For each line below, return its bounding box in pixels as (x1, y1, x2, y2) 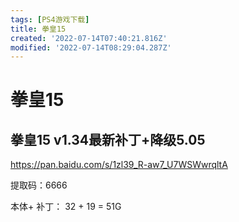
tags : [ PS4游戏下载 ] (10, 14, 90, 25)
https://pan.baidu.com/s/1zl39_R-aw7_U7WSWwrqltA (10, 159, 228, 171)
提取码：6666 (10, 179, 68, 191)
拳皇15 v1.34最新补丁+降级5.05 (10, 131, 206, 148)
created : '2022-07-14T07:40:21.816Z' (10, 33, 168, 43)
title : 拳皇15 (10, 24, 67, 34)
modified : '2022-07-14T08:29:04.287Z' (10, 42, 172, 53)
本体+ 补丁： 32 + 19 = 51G (10, 201, 122, 213)
